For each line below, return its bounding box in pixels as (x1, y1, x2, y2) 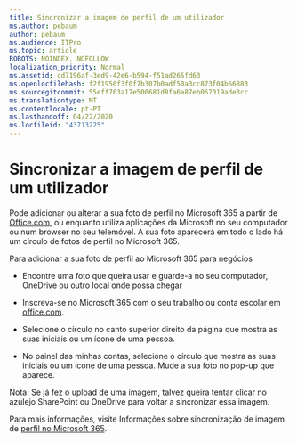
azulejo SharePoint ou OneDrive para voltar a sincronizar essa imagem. (9, 396, 270, 406)
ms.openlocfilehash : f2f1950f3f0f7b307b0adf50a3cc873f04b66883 (9, 79, 249, 88)
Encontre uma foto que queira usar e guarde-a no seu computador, (21, 270, 269, 281)
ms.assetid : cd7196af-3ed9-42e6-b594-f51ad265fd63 (9, 71, 201, 80)
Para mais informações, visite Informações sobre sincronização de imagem (9, 413, 285, 424)
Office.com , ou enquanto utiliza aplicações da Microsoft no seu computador (9, 217, 288, 227)
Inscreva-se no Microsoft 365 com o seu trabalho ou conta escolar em (21, 297, 281, 307)
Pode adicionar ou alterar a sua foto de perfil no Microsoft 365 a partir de (9, 207, 278, 218)
